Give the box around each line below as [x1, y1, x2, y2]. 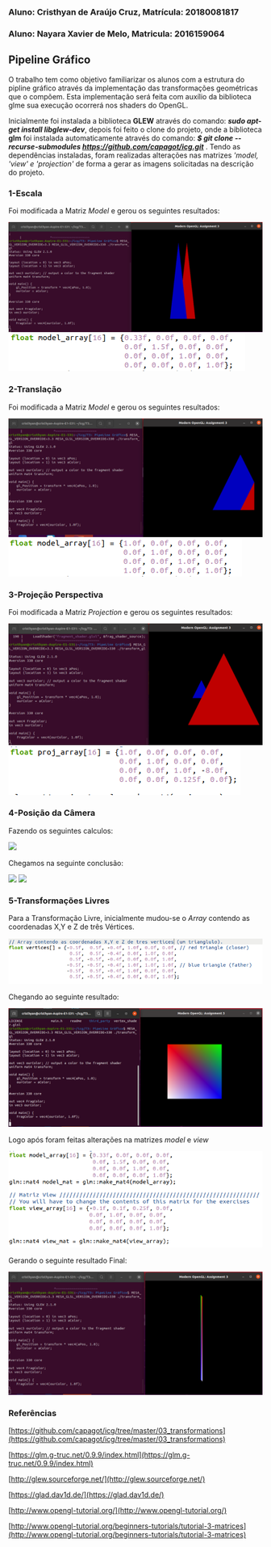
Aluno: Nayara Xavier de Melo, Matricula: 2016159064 [8, 27, 225, 39]
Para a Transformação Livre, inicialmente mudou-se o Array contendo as [8, 914, 250, 923]
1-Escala [8, 187, 43, 199]
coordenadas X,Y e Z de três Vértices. [8, 922, 135, 931]
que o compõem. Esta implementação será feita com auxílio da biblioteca [8, 91, 252, 101]
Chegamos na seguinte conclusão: [8, 858, 123, 868]
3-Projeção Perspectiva [8, 589, 103, 600]
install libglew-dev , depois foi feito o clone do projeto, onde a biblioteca [21, 124, 262, 134]
